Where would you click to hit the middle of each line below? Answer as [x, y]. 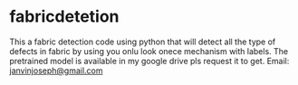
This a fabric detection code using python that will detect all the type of [143, 42]
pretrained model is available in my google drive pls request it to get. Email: [149, 61]
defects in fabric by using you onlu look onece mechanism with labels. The [149, 51]
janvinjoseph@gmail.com [56, 71]
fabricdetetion [64, 17]
